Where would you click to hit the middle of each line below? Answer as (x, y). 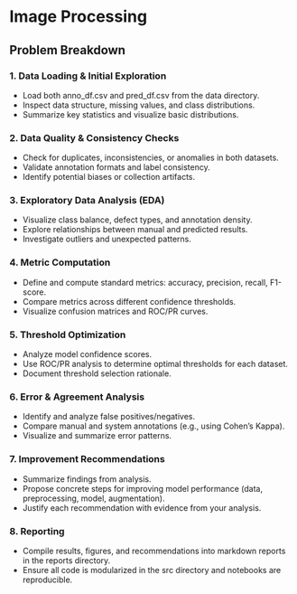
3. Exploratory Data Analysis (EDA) (87, 201)
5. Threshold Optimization (68, 335)
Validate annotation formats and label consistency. (116, 167)
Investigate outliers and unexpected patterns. (107, 239)
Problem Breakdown (68, 50)
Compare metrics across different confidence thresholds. (129, 301)
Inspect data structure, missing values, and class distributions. (139, 105)
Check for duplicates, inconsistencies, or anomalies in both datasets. (151, 158)
